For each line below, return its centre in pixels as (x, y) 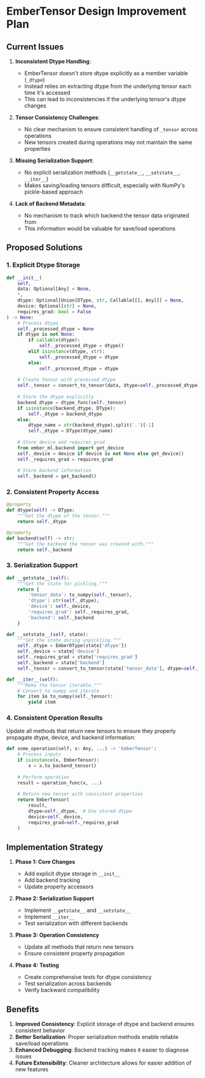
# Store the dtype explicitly (56, 397)
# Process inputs (39, 754)
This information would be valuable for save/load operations (100, 228)
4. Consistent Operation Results (55, 718)
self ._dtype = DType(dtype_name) (71, 431)
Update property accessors (59, 887)
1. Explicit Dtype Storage (43, 265)
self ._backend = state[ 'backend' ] (61, 663)
